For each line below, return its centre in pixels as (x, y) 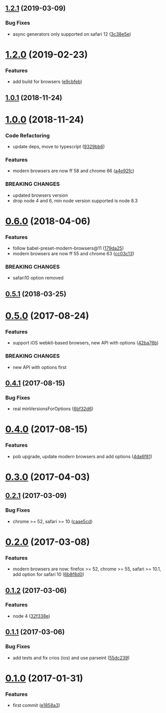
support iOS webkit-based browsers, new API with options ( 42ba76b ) (86, 343)
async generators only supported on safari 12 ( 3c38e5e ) (72, 34)
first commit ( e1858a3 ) (36, 705)
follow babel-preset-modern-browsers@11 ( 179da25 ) (68, 248)
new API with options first (40, 367)
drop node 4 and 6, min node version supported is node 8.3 (75, 200)
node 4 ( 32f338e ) (31, 616)
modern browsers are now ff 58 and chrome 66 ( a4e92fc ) (73, 171)
